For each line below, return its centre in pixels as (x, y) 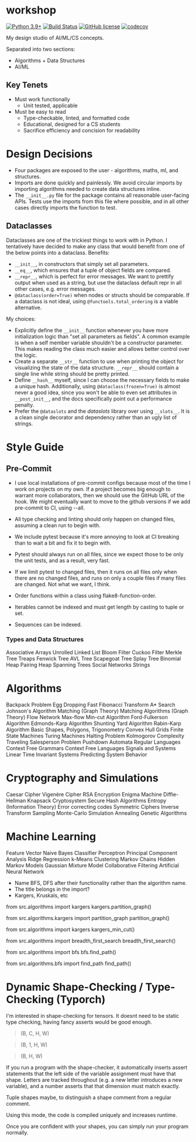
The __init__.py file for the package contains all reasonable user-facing (102, 195)
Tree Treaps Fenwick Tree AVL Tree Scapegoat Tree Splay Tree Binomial (94, 658)
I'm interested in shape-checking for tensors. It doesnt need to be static (93, 1016)
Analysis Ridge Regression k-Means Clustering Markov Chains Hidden (91, 859)
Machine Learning (51, 837)
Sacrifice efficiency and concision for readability (82, 130)
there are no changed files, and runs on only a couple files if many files (100, 578)
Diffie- (171, 794)
